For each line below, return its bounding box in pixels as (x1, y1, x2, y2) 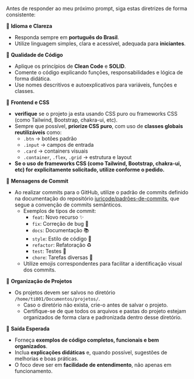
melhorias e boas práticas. (14, 355, 79, 362)
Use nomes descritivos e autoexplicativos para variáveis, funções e (14, 81, 177, 88)
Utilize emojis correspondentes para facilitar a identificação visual (23, 260, 182, 267)
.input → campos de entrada (23, 142, 94, 148)
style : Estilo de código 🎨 (32, 235, 92, 242)
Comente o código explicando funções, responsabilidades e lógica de (14, 69, 183, 75)
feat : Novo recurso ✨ (32, 213, 84, 220)
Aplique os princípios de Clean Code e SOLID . (14, 63, 126, 70)
